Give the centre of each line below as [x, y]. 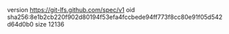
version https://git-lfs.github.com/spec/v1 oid [71, 10]
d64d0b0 [21, 24]
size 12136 [50, 24]
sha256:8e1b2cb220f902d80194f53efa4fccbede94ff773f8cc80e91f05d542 [115, 17]
